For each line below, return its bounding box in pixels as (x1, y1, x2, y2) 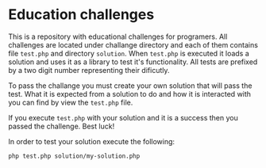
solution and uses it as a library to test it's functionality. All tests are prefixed (8, 57, 258, 67)
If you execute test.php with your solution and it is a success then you (8, 113, 238, 122)
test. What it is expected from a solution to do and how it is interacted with (8, 89, 252, 98)
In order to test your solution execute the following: (8, 136, 175, 146)
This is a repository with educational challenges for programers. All (8, 32, 228, 41)
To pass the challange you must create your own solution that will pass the (8, 81, 253, 90)
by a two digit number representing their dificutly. (8, 65, 170, 74)
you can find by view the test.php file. (8, 97, 133, 107)
